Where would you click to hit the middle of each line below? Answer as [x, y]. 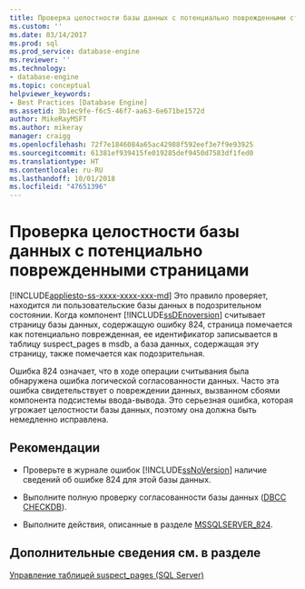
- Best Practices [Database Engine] [79, 102]
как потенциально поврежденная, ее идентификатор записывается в [144, 334]
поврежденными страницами [129, 270]
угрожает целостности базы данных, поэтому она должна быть [133, 410]
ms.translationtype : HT [54, 161]
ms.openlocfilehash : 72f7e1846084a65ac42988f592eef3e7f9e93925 [132, 145]
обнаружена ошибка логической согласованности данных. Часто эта [144, 381]
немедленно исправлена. [59, 420]
